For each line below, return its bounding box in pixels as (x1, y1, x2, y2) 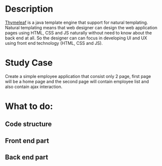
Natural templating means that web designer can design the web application (5, 24, 158, 30)
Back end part (5, 153, 49, 162)
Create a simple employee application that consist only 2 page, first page (5, 73, 151, 79)
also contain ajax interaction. (5, 84, 63, 90)
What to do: (5, 101, 53, 112)
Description (5, 3, 53, 15)
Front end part (5, 136, 49, 145)
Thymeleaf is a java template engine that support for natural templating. (5, 19, 148, 25)
